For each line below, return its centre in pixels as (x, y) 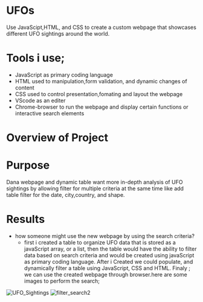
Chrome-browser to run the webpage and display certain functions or (101, 107)
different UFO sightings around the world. (58, 33)
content (24, 88)
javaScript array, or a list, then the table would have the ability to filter (111, 249)
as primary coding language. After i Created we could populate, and (108, 262)
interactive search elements (50, 113)
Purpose (28, 165)
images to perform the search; (62, 281)
